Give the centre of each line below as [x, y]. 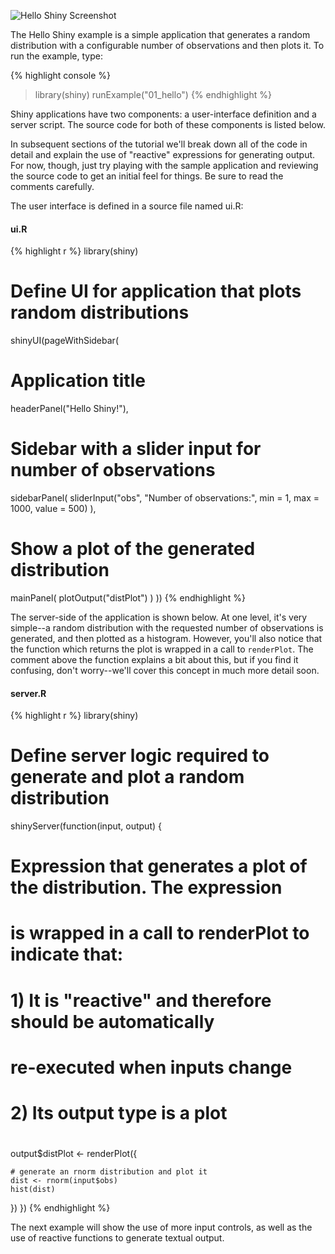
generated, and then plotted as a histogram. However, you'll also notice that [166, 638]
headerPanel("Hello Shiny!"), [69, 409]
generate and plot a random [127, 777]
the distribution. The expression [146, 887]
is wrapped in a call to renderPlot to [160, 933]
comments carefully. [52, 186]
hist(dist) [33, 1190]
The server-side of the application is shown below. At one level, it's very [159, 617]
